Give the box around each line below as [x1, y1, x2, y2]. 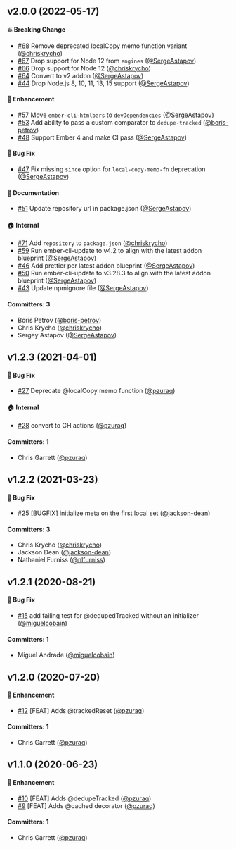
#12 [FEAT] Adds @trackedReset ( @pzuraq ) [17, 706, 145, 714]
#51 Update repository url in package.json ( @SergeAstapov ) [17, 204, 192, 213]
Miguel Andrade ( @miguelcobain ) [17, 651, 115, 659]
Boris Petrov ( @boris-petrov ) [17, 316, 102, 324]
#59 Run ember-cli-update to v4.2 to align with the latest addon [17, 247, 202, 255]
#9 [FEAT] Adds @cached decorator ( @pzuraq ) [17, 801, 156, 810]
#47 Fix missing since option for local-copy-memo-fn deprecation [17, 165, 206, 173]
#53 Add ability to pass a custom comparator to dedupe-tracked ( [17, 118, 206, 126]
